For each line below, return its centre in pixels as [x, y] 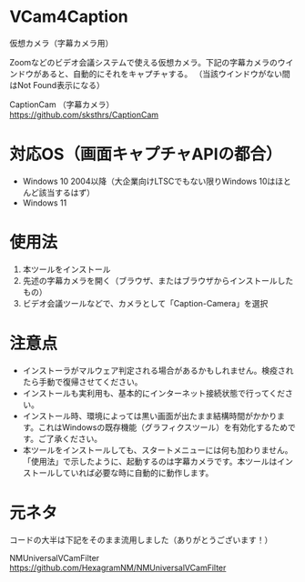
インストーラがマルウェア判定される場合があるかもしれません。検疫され [158, 370]
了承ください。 [74, 438]
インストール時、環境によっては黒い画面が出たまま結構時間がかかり [150, 416]
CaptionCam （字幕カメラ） [62, 104]
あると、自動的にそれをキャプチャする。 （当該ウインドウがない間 [165, 74]
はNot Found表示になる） [57, 85]
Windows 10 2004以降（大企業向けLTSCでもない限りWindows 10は [149, 181]
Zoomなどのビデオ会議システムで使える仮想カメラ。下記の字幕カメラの [143, 62]
